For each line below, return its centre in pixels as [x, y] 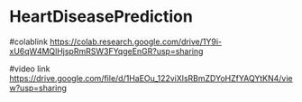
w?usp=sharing [38, 88]
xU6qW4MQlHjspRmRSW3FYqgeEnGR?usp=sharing [106, 51]
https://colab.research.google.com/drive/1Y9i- [136, 42]
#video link [30, 69]
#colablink [28, 42]
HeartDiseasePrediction [101, 17]
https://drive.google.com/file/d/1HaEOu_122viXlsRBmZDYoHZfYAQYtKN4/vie [151, 78]
